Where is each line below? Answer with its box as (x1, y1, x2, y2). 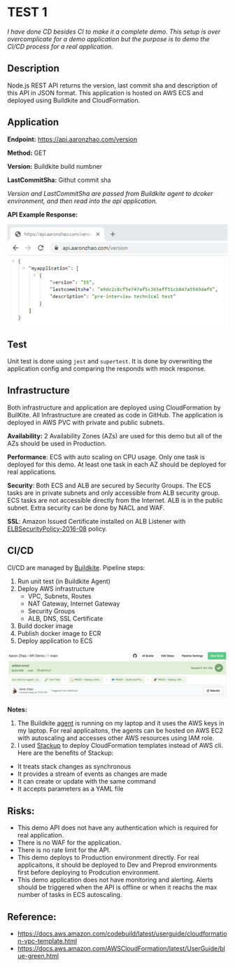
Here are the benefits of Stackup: (17, 749, 114, 757)
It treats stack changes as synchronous (17, 763, 131, 771)
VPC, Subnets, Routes (27, 592, 92, 600)
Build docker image (17, 621, 73, 630)
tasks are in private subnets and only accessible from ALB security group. (7, 488, 220, 497)
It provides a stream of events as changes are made (17, 770, 168, 778)
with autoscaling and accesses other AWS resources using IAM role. (17, 734, 215, 742)
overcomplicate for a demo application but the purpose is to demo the (7, 34, 210, 43)
